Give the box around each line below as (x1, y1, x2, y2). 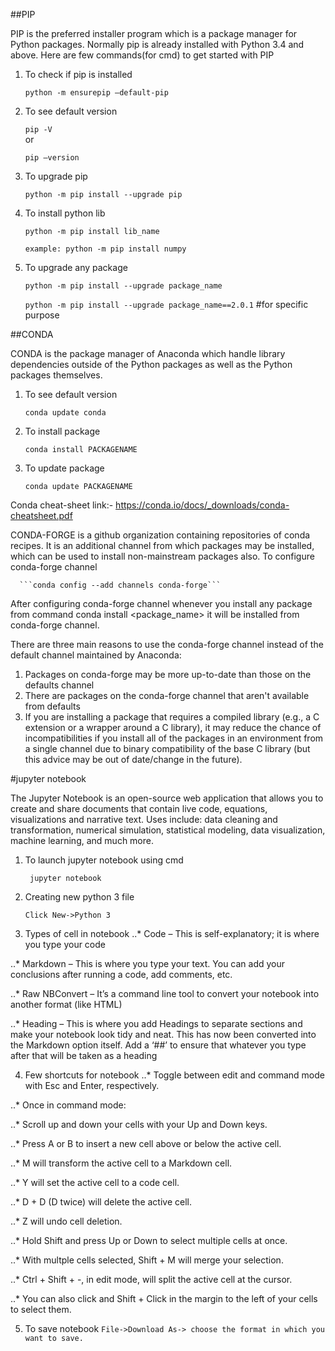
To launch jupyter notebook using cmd (24, 854, 184, 866)
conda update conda (24, 408, 107, 418)
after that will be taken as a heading (10, 1050, 158, 1061)
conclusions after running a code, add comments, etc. (10, 969, 233, 980)
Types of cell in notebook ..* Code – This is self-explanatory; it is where (24, 928, 320, 939)
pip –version (24, 153, 80, 163)
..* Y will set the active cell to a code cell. (10, 1177, 180, 1188)
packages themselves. (10, 369, 103, 381)
